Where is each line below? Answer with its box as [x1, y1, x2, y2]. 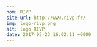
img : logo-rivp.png [6, 20, 56, 26]
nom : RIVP [6, 9, 32, 15]
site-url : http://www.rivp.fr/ [6, 15, 86, 21]
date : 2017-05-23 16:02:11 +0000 [6, 32, 92, 38]
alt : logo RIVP [6, 26, 45, 32]
